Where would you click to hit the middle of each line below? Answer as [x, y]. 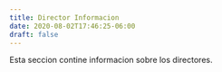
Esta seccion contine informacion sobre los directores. [111, 60]
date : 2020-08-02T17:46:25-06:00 [72, 26]
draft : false [34, 34]
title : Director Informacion [64, 18]
